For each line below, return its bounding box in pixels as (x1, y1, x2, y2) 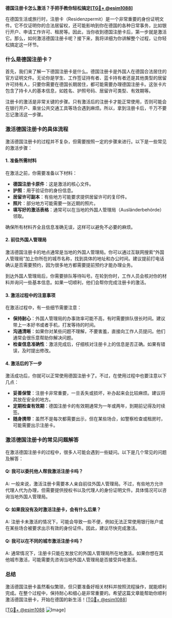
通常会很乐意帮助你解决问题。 (12, 334, 76, 341)
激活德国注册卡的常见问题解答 (5, 436, 79, 444)
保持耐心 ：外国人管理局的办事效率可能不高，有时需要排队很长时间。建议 (12, 315, 165, 322)
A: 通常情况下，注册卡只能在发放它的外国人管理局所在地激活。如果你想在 (5, 550, 159, 556)
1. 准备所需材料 (5, 157, 37, 164)
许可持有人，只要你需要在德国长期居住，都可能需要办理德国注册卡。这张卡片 (5, 81, 167, 87)
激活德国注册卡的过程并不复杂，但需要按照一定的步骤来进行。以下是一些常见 (5, 138, 167, 145)
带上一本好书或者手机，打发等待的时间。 (12, 322, 98, 328)
